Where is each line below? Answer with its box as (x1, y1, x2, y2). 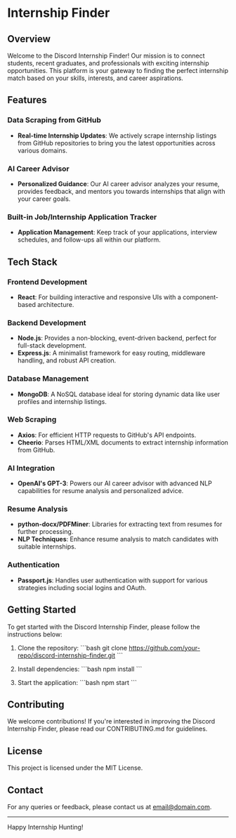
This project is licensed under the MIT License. (7, 764, 143, 772)
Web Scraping (7, 414, 57, 424)
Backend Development (7, 317, 86, 327)
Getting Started (7, 604, 77, 616)
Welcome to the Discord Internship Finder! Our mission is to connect (7, 51, 205, 60)
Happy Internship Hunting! (7, 823, 84, 831)
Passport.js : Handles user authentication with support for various (17, 576, 209, 584)
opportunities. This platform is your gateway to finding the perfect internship (7, 67, 228, 74)
